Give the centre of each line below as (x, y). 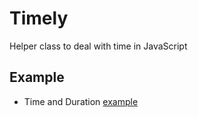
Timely (39, 18)
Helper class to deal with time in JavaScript (98, 46)
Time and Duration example (81, 101)
